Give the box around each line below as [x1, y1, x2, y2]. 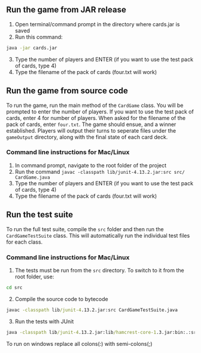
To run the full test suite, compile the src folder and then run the [6, 225, 164, 232]
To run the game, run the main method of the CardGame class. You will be [6, 102, 184, 109]
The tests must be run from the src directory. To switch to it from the [14, 266, 184, 274]
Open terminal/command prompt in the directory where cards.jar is [14, 20, 180, 27]
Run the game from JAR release [6, 5, 127, 15]
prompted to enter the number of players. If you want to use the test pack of [6, 108, 194, 115]
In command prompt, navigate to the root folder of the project [14, 161, 167, 169]
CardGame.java [14, 174, 50, 180]
